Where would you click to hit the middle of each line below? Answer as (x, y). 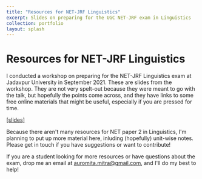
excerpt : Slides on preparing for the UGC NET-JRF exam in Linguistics (99, 18)
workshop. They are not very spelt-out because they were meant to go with (101, 89)
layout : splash (25, 29)
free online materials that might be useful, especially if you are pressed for (99, 102)
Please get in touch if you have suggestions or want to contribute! (89, 145)
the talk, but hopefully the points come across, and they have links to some (100, 96)
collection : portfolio (35, 23)
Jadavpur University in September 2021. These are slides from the (89, 82)
